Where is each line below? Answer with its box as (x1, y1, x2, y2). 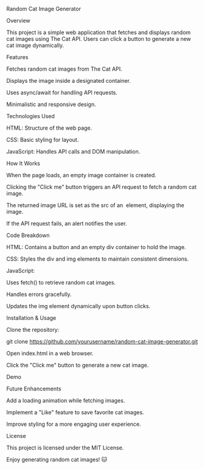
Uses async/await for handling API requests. (6, 89, 118, 96)
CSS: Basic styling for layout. (6, 136, 79, 143)
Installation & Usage (6, 314, 57, 322)
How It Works (6, 160, 41, 167)
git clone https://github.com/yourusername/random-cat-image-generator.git (6, 338, 198, 345)
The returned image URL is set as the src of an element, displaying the (6, 202, 185, 209)
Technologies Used (6, 113, 55, 119)
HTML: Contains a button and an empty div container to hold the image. (6, 244, 186, 250)
